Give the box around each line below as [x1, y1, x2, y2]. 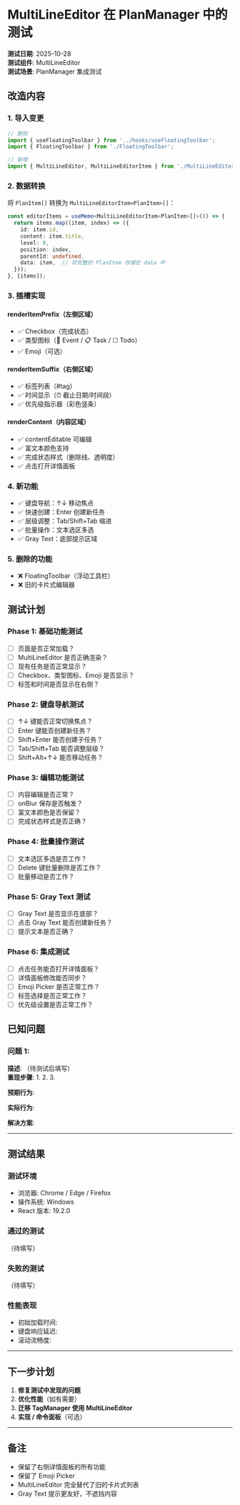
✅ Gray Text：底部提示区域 [17, 534, 98, 543]
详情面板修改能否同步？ [17, 973, 87, 982]
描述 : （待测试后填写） [7, 1064, 74, 1072]
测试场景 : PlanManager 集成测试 [7, 67, 102, 76]
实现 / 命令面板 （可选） [17, 1412, 86, 1421]
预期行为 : [7, 1088, 35, 1097]
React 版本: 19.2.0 [17, 1207, 71, 1215]
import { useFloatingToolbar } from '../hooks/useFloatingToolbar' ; [7, 136, 216, 144]
